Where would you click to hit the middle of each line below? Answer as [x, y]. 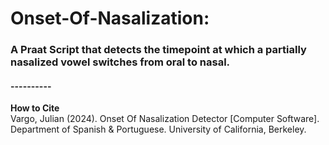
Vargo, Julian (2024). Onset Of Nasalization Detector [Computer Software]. [165, 119]
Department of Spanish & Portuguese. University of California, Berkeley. [158, 129]
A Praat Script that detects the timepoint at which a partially [158, 50]
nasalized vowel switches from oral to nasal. [120, 62]
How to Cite [35, 108]
